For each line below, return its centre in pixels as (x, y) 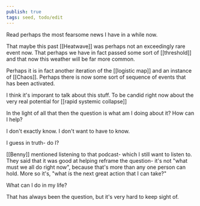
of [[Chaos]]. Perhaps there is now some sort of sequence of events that (96, 77)
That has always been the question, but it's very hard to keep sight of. (92, 196)
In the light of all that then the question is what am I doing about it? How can (100, 113)
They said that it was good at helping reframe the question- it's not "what (97, 160)
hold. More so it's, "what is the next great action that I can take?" (86, 173)
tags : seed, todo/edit (35, 17)
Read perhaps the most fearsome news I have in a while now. (82, 34)
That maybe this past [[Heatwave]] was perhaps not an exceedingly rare (96, 46)
